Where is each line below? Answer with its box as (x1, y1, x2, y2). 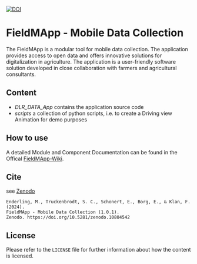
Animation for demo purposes (14, 115, 87, 123)
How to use (6, 133, 48, 143)
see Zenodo (6, 187, 35, 194)
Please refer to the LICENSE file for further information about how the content (6, 246, 191, 253)
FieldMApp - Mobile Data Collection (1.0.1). (6, 209, 119, 215)
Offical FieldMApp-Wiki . (6, 155, 64, 162)
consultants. (6, 71, 36, 78)
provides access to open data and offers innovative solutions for (6, 52, 162, 59)
